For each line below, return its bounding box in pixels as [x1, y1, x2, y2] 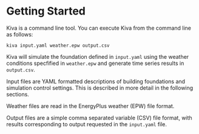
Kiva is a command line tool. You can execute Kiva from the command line [6, 24, 192, 32]
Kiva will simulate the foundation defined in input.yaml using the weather [6, 53, 189, 60]
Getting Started [6, 4, 86, 18]
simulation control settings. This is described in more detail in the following [6, 84, 194, 92]
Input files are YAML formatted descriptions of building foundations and [6, 78, 186, 85]
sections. [6, 90, 29, 98]
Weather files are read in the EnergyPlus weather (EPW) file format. [6, 102, 175, 110]
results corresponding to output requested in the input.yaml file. [6, 120, 167, 128]
